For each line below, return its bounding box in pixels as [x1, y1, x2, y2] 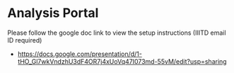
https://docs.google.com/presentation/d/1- [17, 50, 143, 58]
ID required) [7, 35, 42, 44]
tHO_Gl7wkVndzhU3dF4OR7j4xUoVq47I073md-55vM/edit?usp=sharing [17, 57, 228, 65]
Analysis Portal [7, 5, 99, 21]
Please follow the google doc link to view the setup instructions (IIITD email [7, 28, 226, 37]
